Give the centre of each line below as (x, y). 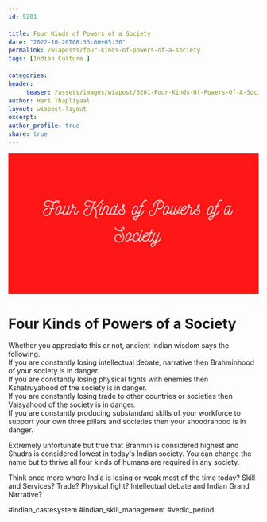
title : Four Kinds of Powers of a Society (79, 33)
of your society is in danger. (54, 371)
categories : (28, 75)
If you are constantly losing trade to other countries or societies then (120, 396)
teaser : (39, 92)
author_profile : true (44, 126)
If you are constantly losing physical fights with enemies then (108, 379)
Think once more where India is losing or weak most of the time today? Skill (132, 478)
